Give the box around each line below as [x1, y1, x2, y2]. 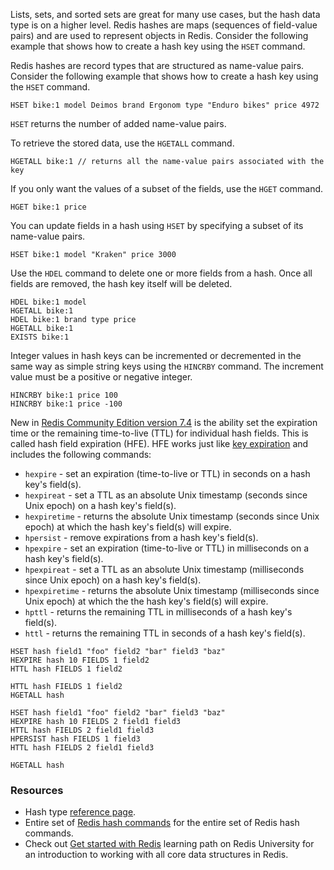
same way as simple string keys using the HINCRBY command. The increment [10, 360, 324, 372]
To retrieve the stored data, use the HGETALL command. [10, 137, 235, 149]
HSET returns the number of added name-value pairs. [10, 118, 227, 129]
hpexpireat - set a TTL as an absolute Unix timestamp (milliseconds [24, 564, 305, 575]
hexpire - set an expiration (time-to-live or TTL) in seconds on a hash [24, 468, 311, 479]
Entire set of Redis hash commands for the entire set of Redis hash [24, 817, 300, 829]
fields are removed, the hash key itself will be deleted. [10, 278, 233, 289]
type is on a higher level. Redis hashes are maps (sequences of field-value [10, 19, 318, 31]
